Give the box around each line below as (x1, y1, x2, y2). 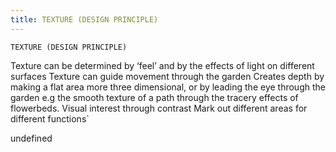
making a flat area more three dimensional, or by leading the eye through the (10, 81, 326, 93)
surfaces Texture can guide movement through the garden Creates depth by (10, 70, 325, 82)
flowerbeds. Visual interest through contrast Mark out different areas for (10, 102, 308, 114)
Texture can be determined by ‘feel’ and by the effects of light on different (10, 59, 315, 71)
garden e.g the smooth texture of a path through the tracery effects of (10, 91, 299, 103)
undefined (10, 132, 53, 144)
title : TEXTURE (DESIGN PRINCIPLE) (10, 14, 159, 25)
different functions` (10, 112, 90, 125)
